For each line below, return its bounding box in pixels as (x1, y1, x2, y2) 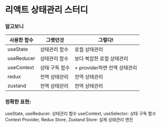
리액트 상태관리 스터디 (5, 4, 88, 16)
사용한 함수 (9, 37, 34, 44)
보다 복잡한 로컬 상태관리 (74, 55, 129, 62)
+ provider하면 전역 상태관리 (74, 64, 138, 71)
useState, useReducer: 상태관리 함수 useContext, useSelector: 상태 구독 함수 (5, 110, 157, 116)
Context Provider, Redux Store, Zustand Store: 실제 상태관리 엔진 (5, 116, 134, 122)
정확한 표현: (5, 98, 31, 105)
